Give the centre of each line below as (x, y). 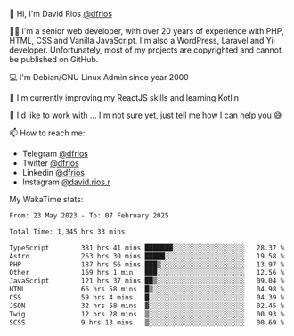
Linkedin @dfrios (53, 172)
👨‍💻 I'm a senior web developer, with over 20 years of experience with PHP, (147, 31)
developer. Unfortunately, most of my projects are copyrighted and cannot (146, 50)
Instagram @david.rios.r (66, 182)
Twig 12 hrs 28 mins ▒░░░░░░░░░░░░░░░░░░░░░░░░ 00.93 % (147, 314)
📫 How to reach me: (47, 133)
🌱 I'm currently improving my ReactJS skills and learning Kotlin (124, 98)
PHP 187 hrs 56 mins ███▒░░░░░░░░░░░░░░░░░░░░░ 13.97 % (147, 264)
